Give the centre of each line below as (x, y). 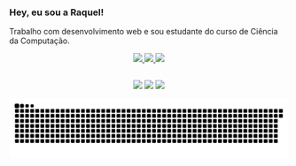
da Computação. (40, 41)
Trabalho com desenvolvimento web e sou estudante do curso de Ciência (144, 32)
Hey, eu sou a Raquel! (57, 12)
